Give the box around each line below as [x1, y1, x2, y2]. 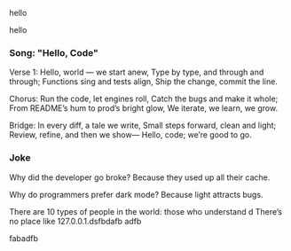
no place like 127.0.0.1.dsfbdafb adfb [9, 216, 142, 226]
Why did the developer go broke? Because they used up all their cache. [9, 172, 271, 183]
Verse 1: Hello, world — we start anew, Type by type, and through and [9, 67, 264, 78]
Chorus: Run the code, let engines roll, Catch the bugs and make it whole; [9, 93, 279, 105]
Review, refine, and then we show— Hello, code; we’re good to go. [9, 129, 253, 140]
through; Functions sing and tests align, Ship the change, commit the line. [9, 76, 278, 87]
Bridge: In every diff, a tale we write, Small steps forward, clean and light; [9, 120, 277, 131]
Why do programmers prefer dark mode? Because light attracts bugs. [9, 189, 263, 200]
